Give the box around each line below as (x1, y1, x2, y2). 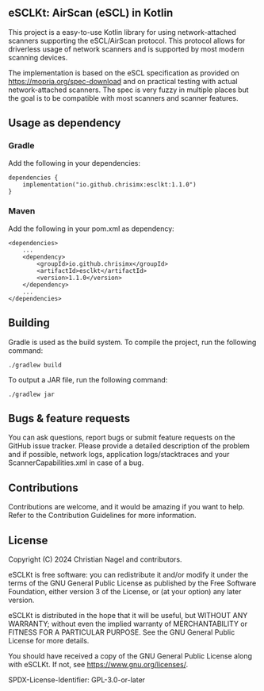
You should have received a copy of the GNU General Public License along (8, 651, 252, 661)
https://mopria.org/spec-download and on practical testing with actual (8, 76, 238, 86)
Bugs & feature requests (8, 412, 131, 425)
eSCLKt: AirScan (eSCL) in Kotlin (8, 6, 174, 20)
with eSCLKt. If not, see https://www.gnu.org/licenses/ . (8, 660, 189, 670)
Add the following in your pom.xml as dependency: (8, 224, 174, 233)
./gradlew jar (8, 390, 55, 398)
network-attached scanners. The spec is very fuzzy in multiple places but (8, 85, 249, 94)
